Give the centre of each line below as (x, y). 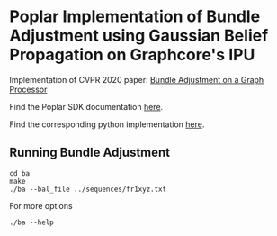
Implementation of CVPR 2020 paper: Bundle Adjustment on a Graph (137, 79)
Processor (28, 89)
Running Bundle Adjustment (90, 153)
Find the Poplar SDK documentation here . (86, 106)
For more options (41, 205)
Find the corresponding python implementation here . (107, 124)
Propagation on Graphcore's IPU (132, 55)
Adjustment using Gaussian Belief (139, 36)
